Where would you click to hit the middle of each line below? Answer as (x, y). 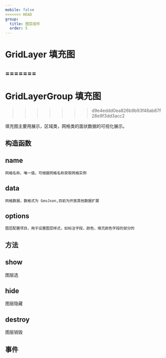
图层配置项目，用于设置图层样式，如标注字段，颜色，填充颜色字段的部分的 (70, 228)
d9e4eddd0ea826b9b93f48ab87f (126, 110)
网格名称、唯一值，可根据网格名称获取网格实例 (46, 173)
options (17, 216)
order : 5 (19, 28)
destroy (17, 319)
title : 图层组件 (25, 24)
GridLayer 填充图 (40, 55)
